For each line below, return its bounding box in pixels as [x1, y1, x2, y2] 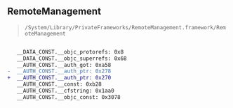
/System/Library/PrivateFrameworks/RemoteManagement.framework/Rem [24, 24, 226, 31]
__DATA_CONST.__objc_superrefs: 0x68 [16, 55, 128, 62]
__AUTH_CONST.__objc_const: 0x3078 [16, 93, 121, 100]
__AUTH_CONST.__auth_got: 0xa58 [16, 61, 112, 68]
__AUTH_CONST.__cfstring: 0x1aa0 [16, 87, 114, 95]
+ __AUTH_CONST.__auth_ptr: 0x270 [7, 75, 112, 82]
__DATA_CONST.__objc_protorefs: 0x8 [16, 48, 124, 55]
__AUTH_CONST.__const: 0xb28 [16, 81, 102, 88]
